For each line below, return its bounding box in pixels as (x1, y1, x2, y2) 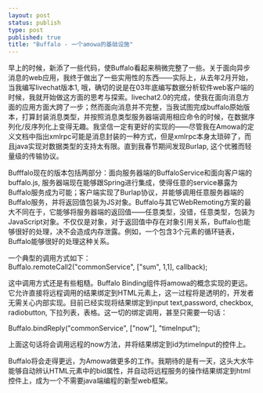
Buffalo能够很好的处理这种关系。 (8, 237, 113, 246)
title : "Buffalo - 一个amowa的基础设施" (8, 41, 134, 49)
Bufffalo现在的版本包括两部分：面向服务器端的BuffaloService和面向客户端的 (8, 168, 253, 177)
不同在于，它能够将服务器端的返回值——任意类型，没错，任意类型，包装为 (14, 207, 255, 217)
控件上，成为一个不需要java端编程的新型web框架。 (8, 376, 172, 385)
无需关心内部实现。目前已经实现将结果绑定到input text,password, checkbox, (8, 298, 254, 307)
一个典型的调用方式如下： (8, 253, 91, 263)
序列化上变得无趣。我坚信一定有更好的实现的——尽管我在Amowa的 (31, 122, 248, 132)
